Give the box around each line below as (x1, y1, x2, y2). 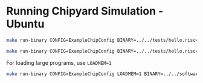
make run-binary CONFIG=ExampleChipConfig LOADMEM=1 (6, 71, 142, 77)
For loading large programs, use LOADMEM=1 (6, 59, 112, 66)
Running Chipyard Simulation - (6, 4, 164, 18)
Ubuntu (6, 17, 45, 31)
